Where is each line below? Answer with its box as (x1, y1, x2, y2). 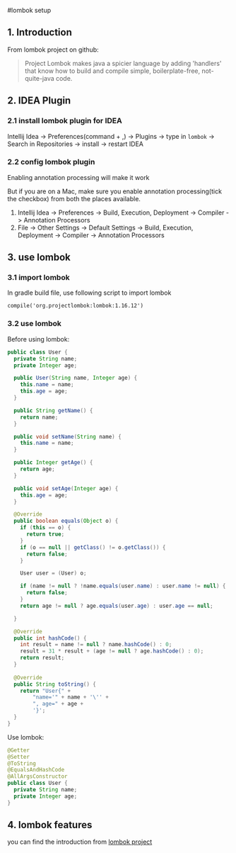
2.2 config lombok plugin (7, 157, 95, 167)
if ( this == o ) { (20, 524, 71, 531)
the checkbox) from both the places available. (7, 194, 141, 203)
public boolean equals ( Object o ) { (13, 517, 119, 525)
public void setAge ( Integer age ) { (13, 485, 119, 492)
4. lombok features (7, 819, 93, 831)
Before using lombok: (7, 334, 70, 343)
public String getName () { (13, 407, 93, 414)
